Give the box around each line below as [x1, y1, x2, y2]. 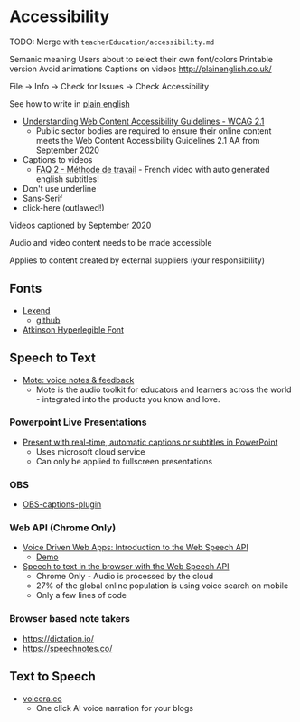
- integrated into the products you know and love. [35, 393, 220, 404]
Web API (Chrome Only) [9, 521, 117, 534]
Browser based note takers [9, 613, 131, 625]
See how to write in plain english [9, 98, 131, 109]
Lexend [22, 305, 51, 315]
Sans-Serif [22, 192, 63, 203]
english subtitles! [35, 173, 99, 184]
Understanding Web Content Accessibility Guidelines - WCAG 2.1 [22, 116, 265, 127]
